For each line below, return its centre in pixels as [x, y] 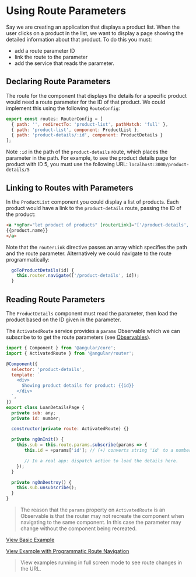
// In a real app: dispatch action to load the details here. [101, 461]
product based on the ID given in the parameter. [64, 320]
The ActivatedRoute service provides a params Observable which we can [93, 331]
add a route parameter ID [45, 50]
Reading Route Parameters [56, 299]
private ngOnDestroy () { [41, 482]
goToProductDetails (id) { [43, 270]
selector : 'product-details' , [48, 369]
